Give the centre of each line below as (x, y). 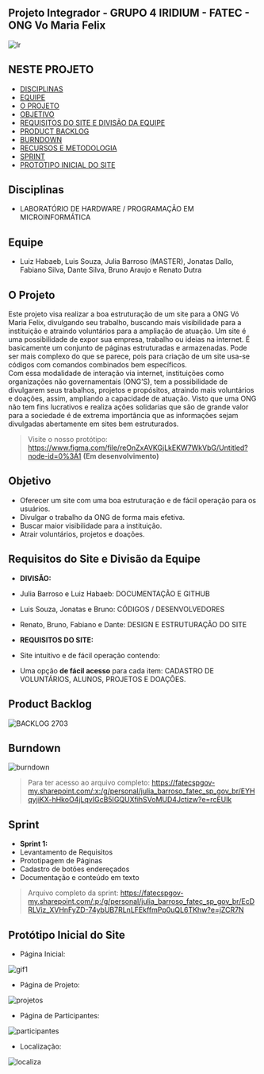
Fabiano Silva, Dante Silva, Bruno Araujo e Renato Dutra (111, 270)
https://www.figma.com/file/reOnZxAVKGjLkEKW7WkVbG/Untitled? (138, 448)
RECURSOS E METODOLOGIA (68, 148)
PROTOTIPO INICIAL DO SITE (67, 165)
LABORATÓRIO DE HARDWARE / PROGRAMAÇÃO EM (107, 209)
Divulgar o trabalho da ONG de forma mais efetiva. (102, 517)
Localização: (40, 1046)
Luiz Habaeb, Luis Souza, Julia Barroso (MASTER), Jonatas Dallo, (126, 262)
